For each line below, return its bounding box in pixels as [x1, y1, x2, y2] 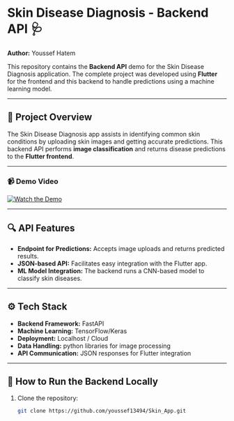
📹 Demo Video [7, 176, 59, 186]
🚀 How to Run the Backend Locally [7, 376, 159, 388]
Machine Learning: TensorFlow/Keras [17, 326, 127, 335]
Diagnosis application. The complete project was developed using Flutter [7, 70, 218, 78]
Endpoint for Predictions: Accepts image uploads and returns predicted [17, 244, 225, 252]
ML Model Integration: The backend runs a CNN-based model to [17, 266, 205, 275]
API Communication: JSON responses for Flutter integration [17, 349, 192, 357]
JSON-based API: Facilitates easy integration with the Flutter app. [17, 259, 208, 268]
